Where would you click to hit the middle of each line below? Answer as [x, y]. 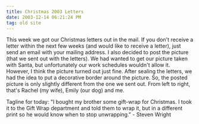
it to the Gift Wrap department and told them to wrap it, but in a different [94, 108]
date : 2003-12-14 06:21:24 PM [44, 17]
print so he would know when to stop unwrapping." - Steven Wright [89, 114]
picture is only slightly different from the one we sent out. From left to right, [98, 84]
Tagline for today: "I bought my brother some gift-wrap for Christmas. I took [99, 102]
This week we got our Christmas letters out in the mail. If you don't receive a [100, 40]
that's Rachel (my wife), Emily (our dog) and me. [65, 91]
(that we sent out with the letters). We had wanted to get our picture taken [97, 59]
